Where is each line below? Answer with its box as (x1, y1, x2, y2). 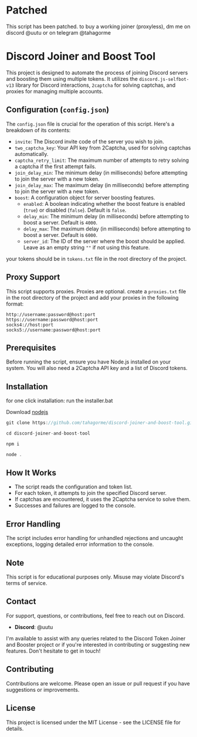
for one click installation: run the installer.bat (6, 397, 113, 405)
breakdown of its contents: (6, 127, 71, 134)
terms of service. (6, 580, 47, 587)
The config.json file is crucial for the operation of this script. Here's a (6, 120, 175, 127)
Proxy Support (6, 272, 60, 282)
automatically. (14, 150, 49, 157)
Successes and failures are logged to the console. (14, 502, 136, 509)
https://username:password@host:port (6, 317, 98, 322)
